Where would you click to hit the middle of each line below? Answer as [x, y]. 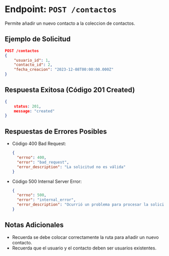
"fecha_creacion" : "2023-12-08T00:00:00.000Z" [64, 70]
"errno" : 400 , [32, 158]
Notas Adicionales [34, 225]
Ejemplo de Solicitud [38, 39]
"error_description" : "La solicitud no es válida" [71, 167]
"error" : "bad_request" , [43, 162]
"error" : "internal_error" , [47, 200]
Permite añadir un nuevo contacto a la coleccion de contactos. [70, 23]
